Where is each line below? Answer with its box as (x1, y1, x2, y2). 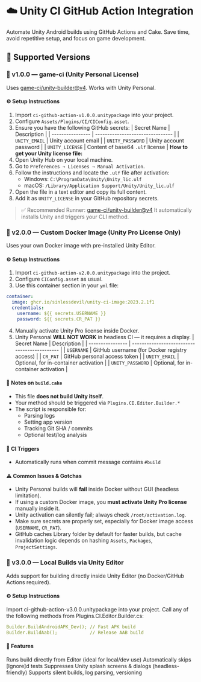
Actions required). (6, 578, 51, 585)
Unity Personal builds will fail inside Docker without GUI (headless (14, 486, 179, 493)
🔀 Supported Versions (6, 52, 90, 63)
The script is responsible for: (14, 405, 87, 413)
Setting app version (23, 418, 73, 425)
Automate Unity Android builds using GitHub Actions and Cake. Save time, (6, 28, 190, 36)
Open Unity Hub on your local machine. (14, 156, 113, 163)
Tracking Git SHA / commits (23, 424, 93, 432)
